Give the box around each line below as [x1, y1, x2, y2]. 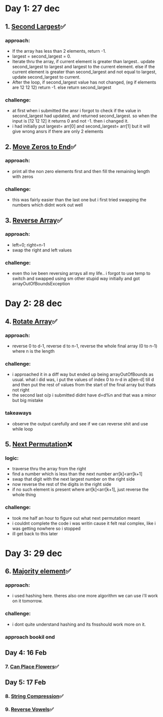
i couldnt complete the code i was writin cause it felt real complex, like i [12, 520, 156, 526]
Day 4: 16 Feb [5, 649, 47, 657]
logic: [5, 455, 19, 462]
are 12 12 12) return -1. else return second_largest [12, 84, 111, 90]
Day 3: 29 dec [5, 548, 62, 559]
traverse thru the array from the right [12, 466, 86, 472]
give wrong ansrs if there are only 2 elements [12, 128, 103, 134]
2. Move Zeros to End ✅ [5, 143, 77, 151]
